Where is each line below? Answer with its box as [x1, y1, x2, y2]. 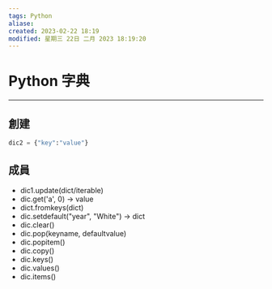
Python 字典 [8, 72, 91, 90]
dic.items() [19, 271, 57, 281]
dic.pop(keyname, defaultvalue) [19, 228, 127, 238]
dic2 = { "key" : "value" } [8, 139, 89, 147]
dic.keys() [19, 254, 54, 264]
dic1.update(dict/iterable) [19, 185, 104, 195]
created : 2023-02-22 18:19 [8, 27, 100, 35]
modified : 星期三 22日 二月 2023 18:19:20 [8, 34, 147, 43]
